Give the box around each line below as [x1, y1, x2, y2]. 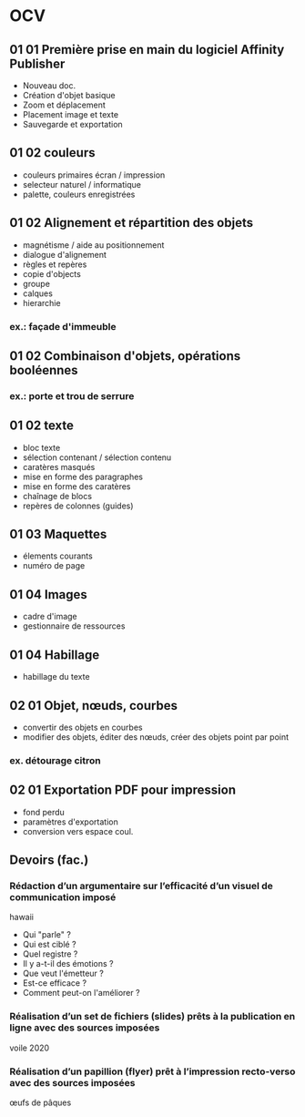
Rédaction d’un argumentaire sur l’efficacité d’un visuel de [9, 879, 273, 892]
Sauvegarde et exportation [22, 119, 123, 129]
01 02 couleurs [9, 145, 96, 160]
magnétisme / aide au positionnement [22, 239, 165, 251]
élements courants [22, 550, 93, 561]
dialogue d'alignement [22, 249, 107, 260]
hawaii [9, 912, 35, 923]
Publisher [9, 56, 66, 71]
